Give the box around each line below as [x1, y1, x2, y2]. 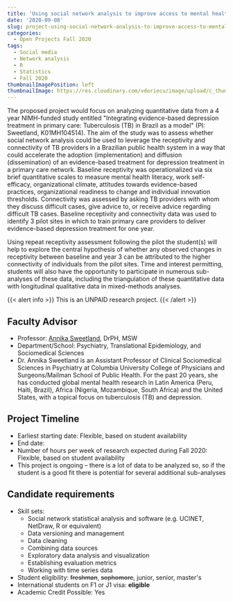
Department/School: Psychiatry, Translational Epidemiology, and [17, 341, 201, 350]
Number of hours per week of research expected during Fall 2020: [17, 446, 208, 454]
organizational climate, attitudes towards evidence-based [33, 180, 198, 189]
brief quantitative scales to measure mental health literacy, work [7, 173, 191, 181]
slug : [7, 23, 23, 30]
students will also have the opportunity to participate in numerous [7, 268, 195, 276]
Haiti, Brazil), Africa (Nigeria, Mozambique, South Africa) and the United [17, 386, 223, 394]
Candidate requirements [7, 488, 115, 500]
